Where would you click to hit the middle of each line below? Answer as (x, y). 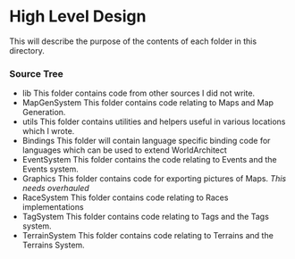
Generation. (44, 113)
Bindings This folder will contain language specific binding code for (146, 141)
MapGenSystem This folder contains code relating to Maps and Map (148, 103)
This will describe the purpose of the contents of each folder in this (133, 41)
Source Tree (37, 73)
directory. (27, 50)
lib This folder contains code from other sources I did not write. (139, 93)
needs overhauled (55, 188)
